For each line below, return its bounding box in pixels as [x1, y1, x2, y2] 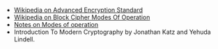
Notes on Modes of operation [13, 21, 99, 28]
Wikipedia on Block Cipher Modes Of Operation [13, 13, 150, 21]
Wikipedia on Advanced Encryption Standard [13, 6, 143, 14]
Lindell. [13, 35, 35, 43]
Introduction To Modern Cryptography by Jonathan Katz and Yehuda [13, 28, 211, 36]
